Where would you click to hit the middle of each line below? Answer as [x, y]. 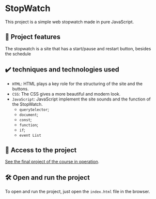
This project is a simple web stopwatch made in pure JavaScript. [70, 22]
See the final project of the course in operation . [52, 162]
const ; [25, 119]
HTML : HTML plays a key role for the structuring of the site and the [77, 84]
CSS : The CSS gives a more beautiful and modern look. [66, 94]
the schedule [18, 54]
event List [30, 135]
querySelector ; [34, 109]
